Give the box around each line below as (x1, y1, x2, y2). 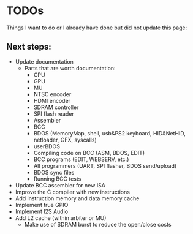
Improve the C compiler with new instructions (15, 188, 131, 195)
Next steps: (6, 42, 52, 52)
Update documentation (15, 58, 74, 65)
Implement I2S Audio (15, 208, 69, 215)
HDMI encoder (33, 97, 71, 104)
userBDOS (33, 142, 60, 150)
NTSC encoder (33, 90, 72, 98)
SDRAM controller (33, 104, 79, 111)
